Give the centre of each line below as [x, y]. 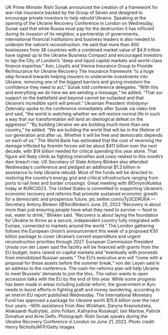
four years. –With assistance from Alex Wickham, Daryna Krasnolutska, [78, 306]
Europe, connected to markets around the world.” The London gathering [80, 226]
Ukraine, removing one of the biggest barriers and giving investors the [78, 82]
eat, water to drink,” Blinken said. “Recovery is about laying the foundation [82, 215]
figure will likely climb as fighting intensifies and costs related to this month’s [84, 156]
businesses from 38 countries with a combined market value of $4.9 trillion [83, 50]
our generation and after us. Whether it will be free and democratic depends [84, 135]
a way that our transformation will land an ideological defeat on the [74, 119]
